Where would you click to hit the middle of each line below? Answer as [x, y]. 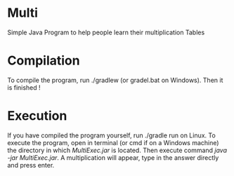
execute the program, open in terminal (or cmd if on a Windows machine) [113, 142]
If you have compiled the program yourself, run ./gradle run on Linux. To [111, 135]
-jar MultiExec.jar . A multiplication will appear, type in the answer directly [113, 157]
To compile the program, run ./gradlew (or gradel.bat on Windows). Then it [115, 80]
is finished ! [24, 87]
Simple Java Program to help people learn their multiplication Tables [106, 32]
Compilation [44, 61]
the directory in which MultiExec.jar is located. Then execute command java [117, 150]
